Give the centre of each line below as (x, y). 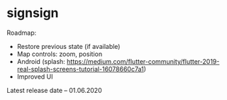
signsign (33, 13)
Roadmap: (22, 33)
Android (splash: (41, 61)
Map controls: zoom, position (60, 54)
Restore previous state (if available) (68, 46)
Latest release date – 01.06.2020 (54, 90)
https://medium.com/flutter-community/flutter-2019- (143, 61)
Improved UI (35, 77)
